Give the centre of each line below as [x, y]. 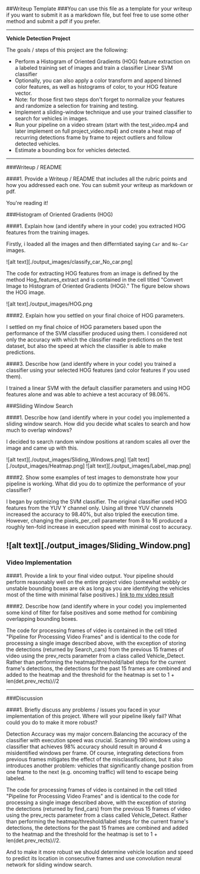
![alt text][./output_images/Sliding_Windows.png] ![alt [72, 459]
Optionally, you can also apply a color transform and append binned [98, 80]
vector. [23, 93]
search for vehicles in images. [51, 118]
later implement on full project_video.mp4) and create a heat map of [98, 131]
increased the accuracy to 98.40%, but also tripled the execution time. [93, 514]
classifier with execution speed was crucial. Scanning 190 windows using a [98, 740]
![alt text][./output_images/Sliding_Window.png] [98, 545]
